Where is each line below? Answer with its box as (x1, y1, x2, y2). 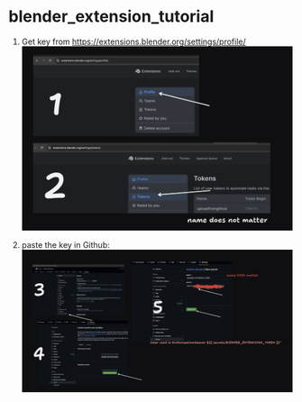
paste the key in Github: (21, 239, 110, 250)
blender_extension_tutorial (8, 6, 215, 27)
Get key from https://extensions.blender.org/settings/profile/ (21, 36, 247, 47)
